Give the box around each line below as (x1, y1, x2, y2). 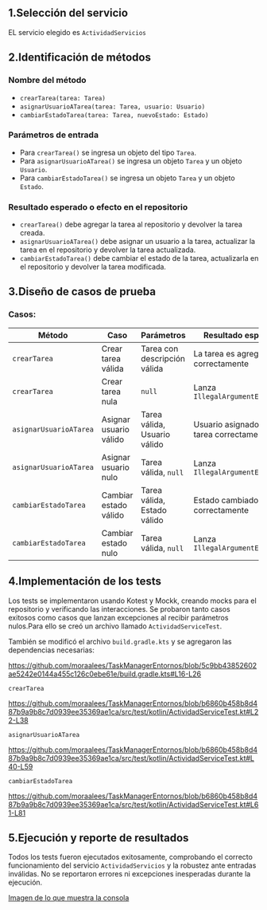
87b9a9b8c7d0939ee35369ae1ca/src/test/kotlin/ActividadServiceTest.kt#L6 (8, 799, 259, 809)
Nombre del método (8, 75, 87, 86)
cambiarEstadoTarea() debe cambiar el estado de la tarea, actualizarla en (19, 254, 259, 263)
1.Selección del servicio (8, 6, 129, 20)
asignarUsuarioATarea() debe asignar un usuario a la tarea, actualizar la (19, 237, 256, 246)
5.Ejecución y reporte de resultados (8, 831, 189, 845)
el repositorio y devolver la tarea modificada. (19, 262, 167, 272)
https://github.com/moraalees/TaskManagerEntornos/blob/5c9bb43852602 (8, 660, 257, 670)
